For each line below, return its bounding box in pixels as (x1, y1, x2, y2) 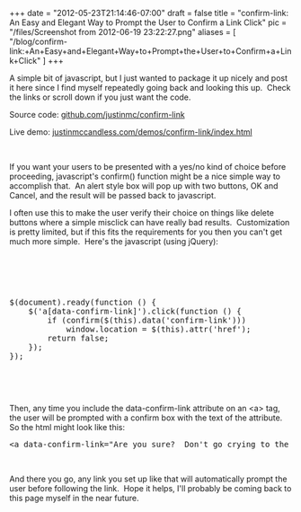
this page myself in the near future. (9, 493, 139, 503)
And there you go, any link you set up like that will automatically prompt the (9, 473, 288, 484)
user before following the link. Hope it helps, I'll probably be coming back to (9, 483, 292, 493)
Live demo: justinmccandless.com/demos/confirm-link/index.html (9, 127, 253, 137)
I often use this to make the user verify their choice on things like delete (9, 207, 274, 218)
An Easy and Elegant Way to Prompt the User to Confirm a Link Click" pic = (9, 17, 288, 28)
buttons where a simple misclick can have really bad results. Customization (9, 217, 290, 227)
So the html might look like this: (9, 422, 126, 432)
